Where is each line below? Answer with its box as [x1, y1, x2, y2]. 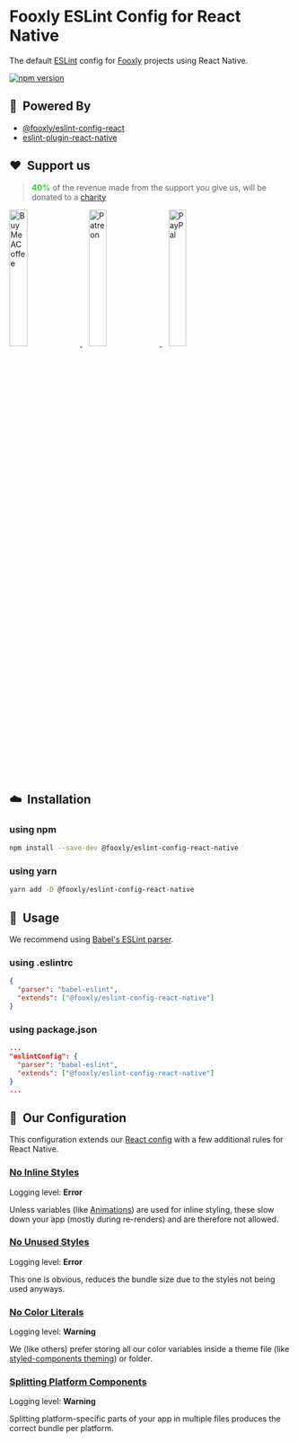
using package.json [9, 1023, 98, 1036]
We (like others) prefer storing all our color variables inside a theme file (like [9, 1344, 290, 1355]
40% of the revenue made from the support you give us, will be [31, 182, 267, 192]
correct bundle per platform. [9, 1423, 114, 1434]
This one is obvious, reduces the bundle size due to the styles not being [9, 1274, 276, 1285]
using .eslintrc [9, 957, 74, 969]
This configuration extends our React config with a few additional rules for [9, 1135, 285, 1145]
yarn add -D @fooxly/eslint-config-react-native [9, 886, 195, 895]
